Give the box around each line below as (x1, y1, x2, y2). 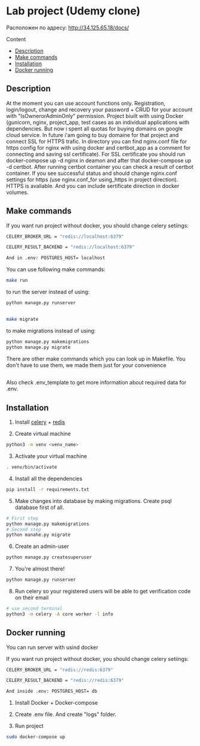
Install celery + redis (14, 419, 66, 426)
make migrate (6, 316, 39, 323)
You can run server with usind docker (6, 644, 99, 651)
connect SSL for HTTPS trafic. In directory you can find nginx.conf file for (6, 138, 187, 145)
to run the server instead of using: (6, 289, 90, 296)
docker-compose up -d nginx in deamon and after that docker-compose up (6, 157, 192, 164)
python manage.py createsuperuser (6, 554, 93, 560)
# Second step (6, 526, 42, 532)
